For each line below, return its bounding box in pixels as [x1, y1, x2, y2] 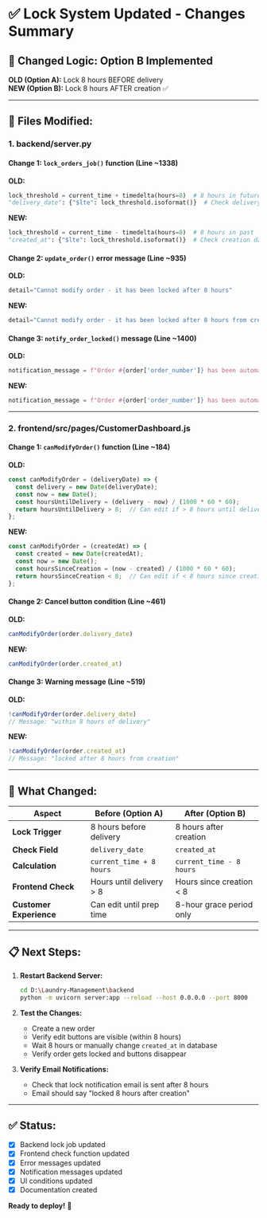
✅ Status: [8, 1118, 57, 1132]
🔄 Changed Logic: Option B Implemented [8, 53, 213, 68]
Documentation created [19, 1185, 98, 1194]
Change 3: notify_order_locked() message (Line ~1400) [8, 333, 197, 343]
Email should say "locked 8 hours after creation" [31, 1088, 191, 1098]
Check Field [12, 844, 58, 855]
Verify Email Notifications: [19, 1064, 109, 1074]
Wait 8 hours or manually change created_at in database [31, 1040, 218, 1050]
